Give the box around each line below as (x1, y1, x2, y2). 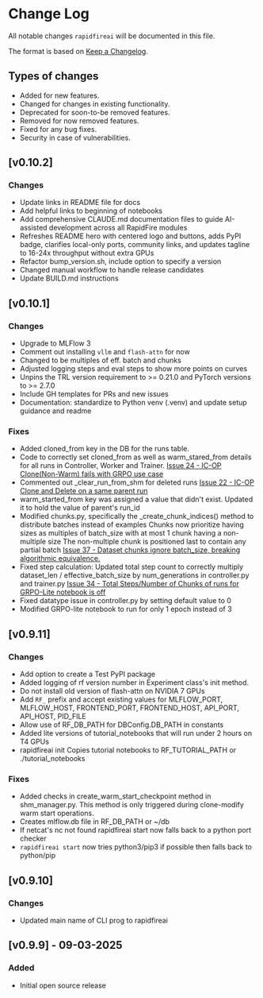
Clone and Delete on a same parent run (19, 486, 148, 496)
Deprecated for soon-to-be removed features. (19, 107, 170, 117)
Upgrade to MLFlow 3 (19, 338, 91, 348)
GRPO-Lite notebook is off (19, 587, 106, 597)
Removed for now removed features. (19, 116, 139, 126)
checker (19, 834, 48, 843)
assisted (19, 223, 48, 233)
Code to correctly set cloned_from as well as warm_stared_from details (19, 452, 252, 462)
